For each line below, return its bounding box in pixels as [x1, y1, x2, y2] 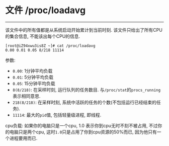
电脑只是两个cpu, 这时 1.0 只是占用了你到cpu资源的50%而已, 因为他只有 [9, 129, 157, 135]
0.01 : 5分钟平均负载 [12, 74, 54, 80]
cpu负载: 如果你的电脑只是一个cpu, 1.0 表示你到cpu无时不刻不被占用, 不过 [5, 122, 158, 128]
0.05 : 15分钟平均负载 [12, 80, 55, 86]
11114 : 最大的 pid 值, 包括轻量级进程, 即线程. [12, 112, 102, 118]
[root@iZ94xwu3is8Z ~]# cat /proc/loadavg [5, 43, 96, 48]
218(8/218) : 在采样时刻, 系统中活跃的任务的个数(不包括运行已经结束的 [12, 99, 157, 105]
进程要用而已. [9, 135, 38, 141]
